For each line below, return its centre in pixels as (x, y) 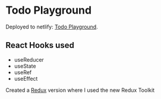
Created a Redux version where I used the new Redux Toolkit (80, 90)
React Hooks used (40, 45)
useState (25, 66)
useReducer (29, 59)
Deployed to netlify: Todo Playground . (52, 27)
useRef (23, 72)
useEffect (26, 78)
